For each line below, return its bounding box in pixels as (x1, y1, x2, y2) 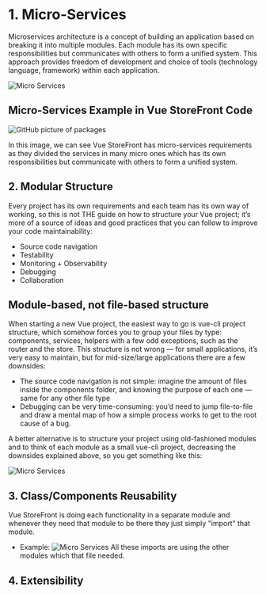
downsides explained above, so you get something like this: (8, 451, 203, 460)
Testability (19, 250, 54, 259)
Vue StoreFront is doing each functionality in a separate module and (8, 510, 230, 520)
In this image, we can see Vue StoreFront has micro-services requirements (8, 140, 253, 150)
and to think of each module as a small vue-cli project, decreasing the (8, 442, 236, 452)
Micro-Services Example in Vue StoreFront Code (8, 104, 253, 117)
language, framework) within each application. (8, 65, 160, 74)
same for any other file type (19, 394, 111, 403)
